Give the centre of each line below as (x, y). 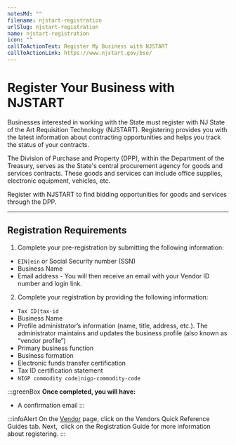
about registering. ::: (37, 434)
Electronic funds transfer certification (72, 363)
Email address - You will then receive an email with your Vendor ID (113, 276)
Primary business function (55, 348)
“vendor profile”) (42, 340)
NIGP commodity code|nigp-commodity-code (79, 378)
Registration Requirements (67, 230)
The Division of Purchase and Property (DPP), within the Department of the (116, 158)
